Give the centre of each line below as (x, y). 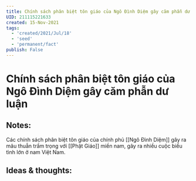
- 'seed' (22, 39)
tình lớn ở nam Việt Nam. (36, 152)
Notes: (18, 125)
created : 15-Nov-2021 (33, 22)
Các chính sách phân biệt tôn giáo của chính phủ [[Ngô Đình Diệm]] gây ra (96, 139)
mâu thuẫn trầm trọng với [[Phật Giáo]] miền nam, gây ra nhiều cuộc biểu (94, 146)
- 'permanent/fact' (35, 45)
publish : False (25, 50)
